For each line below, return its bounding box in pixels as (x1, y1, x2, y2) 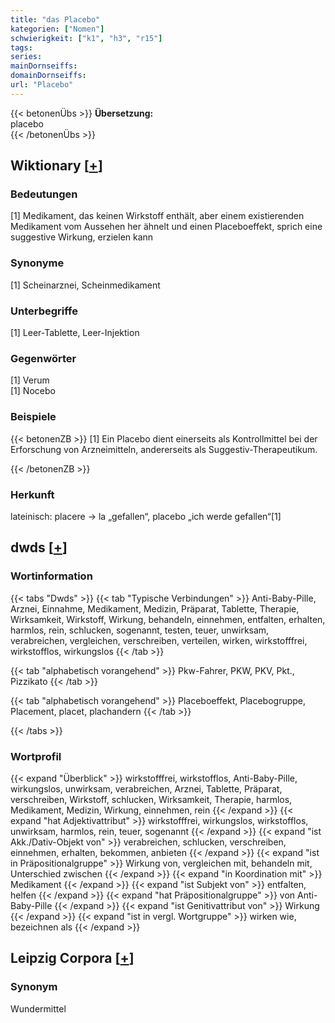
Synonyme (10, 256, 65, 270)
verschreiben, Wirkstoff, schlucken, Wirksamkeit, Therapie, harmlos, (10, 793, 293, 805)
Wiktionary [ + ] (10, 157, 103, 175)
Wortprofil (10, 749, 62, 763)
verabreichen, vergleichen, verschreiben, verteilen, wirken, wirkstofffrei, (10, 634, 308, 646)
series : (10, 52, 43, 62)
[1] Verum (10, 374, 50, 386)
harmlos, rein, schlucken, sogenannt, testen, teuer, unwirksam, (10, 624, 270, 636)
